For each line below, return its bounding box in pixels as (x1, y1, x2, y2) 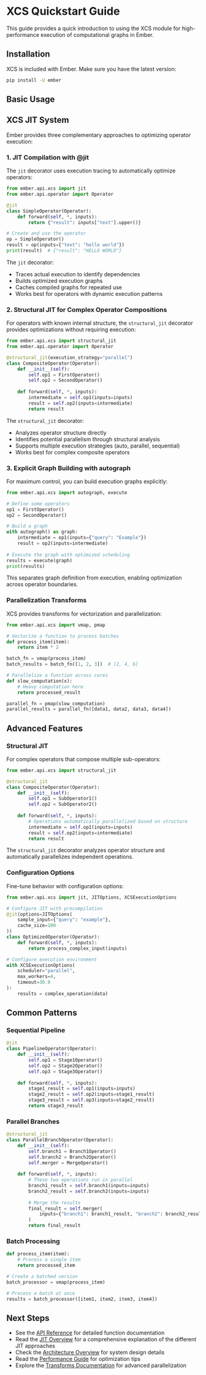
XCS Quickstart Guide (6, 4, 120, 18)
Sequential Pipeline (6, 1026, 66, 1035)
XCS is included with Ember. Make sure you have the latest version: (6, 65, 177, 72)
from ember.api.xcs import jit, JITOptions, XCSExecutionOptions (6, 894, 177, 901)
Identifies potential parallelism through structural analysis (15, 435, 161, 443)
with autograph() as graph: (6, 529, 78, 535)
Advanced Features (6, 723, 83, 734)
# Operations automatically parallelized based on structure (28, 818, 188, 824)
